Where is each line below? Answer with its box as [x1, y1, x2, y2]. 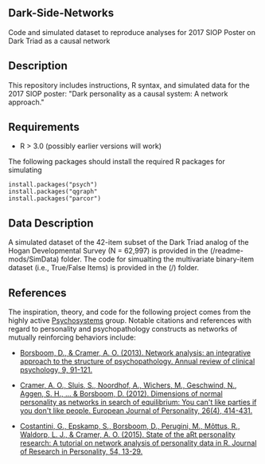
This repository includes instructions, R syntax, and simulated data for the [8, 80, 250, 90]
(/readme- [209, 246, 244, 256]
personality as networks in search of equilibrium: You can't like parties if [19, 398, 257, 407]
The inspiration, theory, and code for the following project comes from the [8, 307, 251, 317]
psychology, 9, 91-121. [19, 365, 93, 375]
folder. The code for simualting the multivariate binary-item [60, 254, 255, 264]
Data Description [8, 216, 94, 230]
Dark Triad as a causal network [8, 36, 111, 45]
